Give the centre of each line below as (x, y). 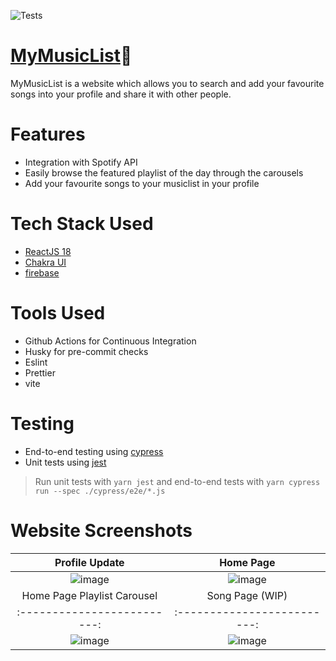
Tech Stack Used (82, 224)
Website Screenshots (101, 530)
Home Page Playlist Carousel (89, 595)
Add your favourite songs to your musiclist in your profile (142, 183)
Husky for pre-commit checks (86, 351)
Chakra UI (45, 262)
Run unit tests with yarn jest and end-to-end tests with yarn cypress (177, 481)
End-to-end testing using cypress (94, 451)
